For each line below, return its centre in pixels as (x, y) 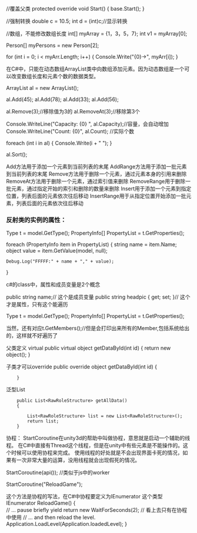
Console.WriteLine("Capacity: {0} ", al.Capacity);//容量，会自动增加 (87, 124)
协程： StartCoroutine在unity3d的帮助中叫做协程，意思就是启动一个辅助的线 (98, 438)
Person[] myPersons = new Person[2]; (53, 45)
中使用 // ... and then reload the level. (51, 517)
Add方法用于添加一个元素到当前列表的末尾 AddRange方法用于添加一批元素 (96, 167)
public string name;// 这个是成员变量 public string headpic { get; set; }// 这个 (98, 297)
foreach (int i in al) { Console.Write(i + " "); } (59, 143)
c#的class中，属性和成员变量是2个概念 (53, 284)
